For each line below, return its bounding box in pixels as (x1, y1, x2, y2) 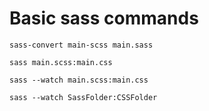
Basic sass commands (9, 7, 199, 30)
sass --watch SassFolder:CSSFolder (9, 92, 158, 102)
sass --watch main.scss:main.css (9, 75, 149, 85)
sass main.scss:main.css (9, 57, 113, 67)
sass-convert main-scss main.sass (9, 40, 154, 50)
